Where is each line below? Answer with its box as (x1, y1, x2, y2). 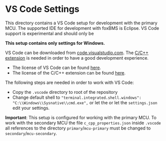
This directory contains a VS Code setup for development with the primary (5, 20, 158, 26)
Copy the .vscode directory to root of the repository (12, 89, 118, 95)
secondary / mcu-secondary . (5, 130, 57, 136)
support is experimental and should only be (5, 30, 94, 36)
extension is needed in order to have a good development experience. (5, 55, 149, 61)
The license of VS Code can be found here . (12, 65, 101, 70)
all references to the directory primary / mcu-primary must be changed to (5, 125, 151, 131)
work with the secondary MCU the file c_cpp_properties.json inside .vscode (5, 120, 162, 126)
